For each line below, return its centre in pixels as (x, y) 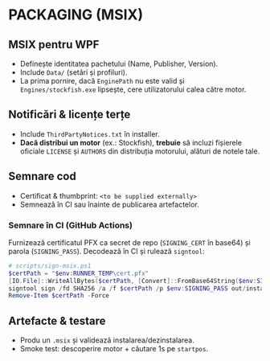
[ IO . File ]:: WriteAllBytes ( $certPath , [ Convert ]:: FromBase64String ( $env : (133, 281)
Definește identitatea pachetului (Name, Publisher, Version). (119, 64)
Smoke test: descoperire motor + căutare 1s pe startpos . (114, 349)
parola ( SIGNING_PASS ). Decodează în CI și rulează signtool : (106, 251)
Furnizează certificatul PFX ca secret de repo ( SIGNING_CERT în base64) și (129, 242)
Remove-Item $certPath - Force (59, 296)
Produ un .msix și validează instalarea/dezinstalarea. (107, 340)
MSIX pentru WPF (54, 45)
